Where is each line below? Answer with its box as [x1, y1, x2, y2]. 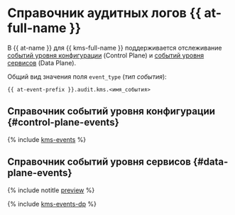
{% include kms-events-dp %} [7, 199, 97, 208]
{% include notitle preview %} [7, 186, 95, 194]
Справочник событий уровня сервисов [7, 156, 192, 168]
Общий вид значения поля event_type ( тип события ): [7, 72, 167, 81]
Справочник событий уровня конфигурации [7, 105, 215, 118]
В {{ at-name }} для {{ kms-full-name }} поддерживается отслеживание [7, 43, 222, 52]
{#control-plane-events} [7, 116, 119, 128]
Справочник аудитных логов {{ [7, 5, 202, 21]
